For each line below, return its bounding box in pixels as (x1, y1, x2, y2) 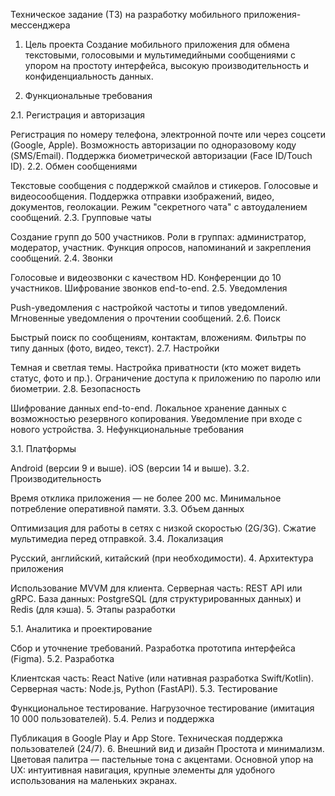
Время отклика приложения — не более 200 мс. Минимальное (10, 492, 282, 504)
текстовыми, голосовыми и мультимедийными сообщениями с (24, 49, 297, 61)
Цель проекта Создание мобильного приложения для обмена (24, 39, 290, 50)
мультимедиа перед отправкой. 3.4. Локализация (10, 533, 224, 544)
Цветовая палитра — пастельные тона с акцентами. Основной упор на (10, 754, 314, 765)
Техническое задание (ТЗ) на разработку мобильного (10, 9, 242, 20)
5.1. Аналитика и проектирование (10, 623, 153, 634)
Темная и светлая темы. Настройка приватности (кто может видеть (10, 362, 302, 373)
